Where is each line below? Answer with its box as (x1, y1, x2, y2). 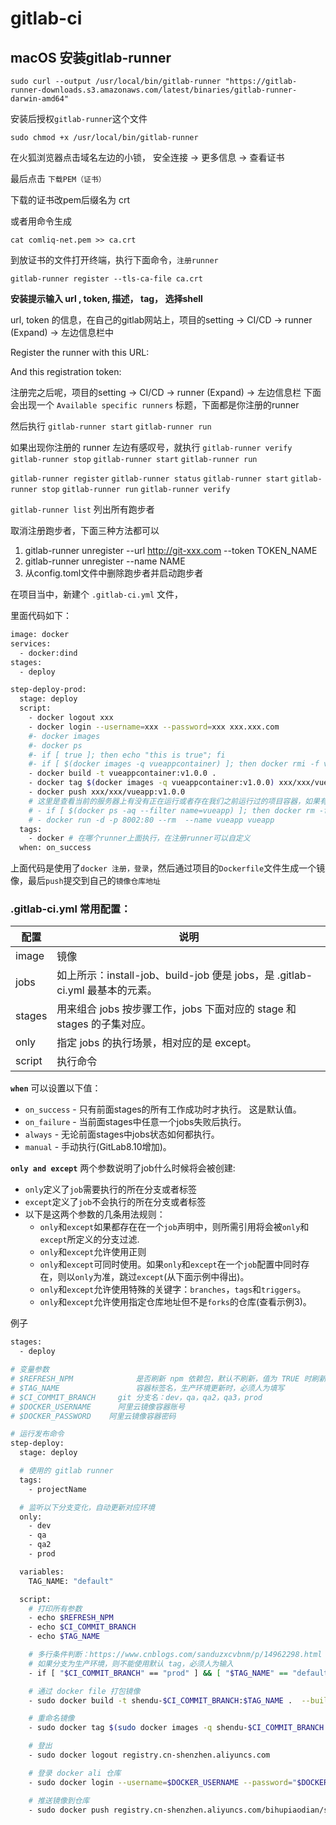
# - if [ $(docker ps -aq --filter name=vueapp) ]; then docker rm (28, 805, 315, 816)
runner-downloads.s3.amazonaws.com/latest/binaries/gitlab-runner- (10, 85, 298, 95)
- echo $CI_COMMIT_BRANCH (28, 1622, 137, 1632)
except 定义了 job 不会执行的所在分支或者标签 (24, 1196, 207, 1208)
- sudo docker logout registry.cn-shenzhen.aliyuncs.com (28, 1750, 271, 1761)
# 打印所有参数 (28, 1603, 83, 1614)
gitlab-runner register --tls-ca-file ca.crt (10, 274, 203, 284)
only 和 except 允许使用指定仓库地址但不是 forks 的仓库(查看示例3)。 (39, 1296, 312, 1308)
